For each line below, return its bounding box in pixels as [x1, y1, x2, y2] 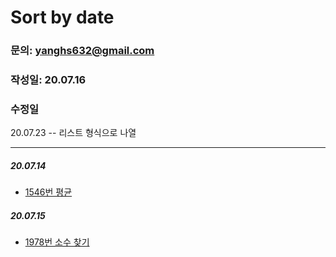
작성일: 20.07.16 [10, 73, 87, 87]
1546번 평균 [24, 186, 73, 198]
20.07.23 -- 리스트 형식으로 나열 [10, 127, 137, 139]
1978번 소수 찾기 [24, 236, 90, 248]
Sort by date [10, 6, 115, 29]
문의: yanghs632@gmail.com [10, 44, 155, 58]
